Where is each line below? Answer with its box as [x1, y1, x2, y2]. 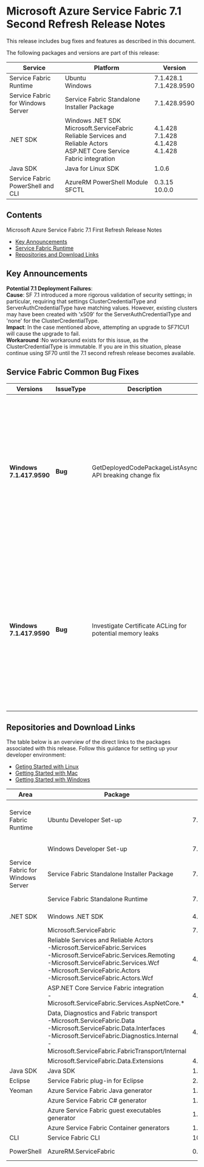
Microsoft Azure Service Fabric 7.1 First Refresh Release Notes [6, 226, 162, 234]
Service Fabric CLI [47, 1134, 100, 1142]
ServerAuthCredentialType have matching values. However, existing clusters [6, 304, 197, 311]
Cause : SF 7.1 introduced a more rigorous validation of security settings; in [6, 291, 192, 299]
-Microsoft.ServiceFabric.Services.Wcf [47, 959, 160, 968]
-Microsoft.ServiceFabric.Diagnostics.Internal [47, 1032, 178, 1041]
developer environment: [6, 751, 66, 758]
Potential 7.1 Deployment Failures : [6, 285, 93, 292]
